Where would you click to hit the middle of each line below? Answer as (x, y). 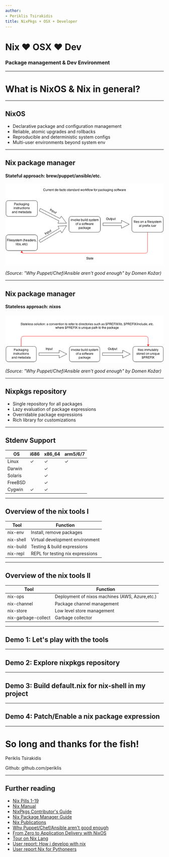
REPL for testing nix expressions (64, 554)
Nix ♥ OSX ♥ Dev (44, 47)
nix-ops (16, 597)
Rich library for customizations (44, 420)
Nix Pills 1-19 (26, 800)
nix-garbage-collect (29, 617)
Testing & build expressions (59, 546)
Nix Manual (24, 806)
